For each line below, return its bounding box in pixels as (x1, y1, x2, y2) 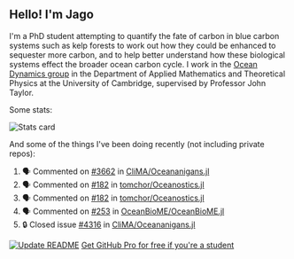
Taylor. (9, 87, 34, 98)
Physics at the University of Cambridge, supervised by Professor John (9, 77, 267, 88)
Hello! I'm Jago (9, 7, 95, 22)
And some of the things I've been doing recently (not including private (9, 138, 265, 149)
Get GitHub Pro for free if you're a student (81, 239, 235, 250)
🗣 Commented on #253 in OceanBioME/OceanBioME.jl (21, 206, 225, 216)
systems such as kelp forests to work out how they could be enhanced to (9, 40, 276, 51)
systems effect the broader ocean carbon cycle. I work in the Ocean (9, 59, 259, 69)
